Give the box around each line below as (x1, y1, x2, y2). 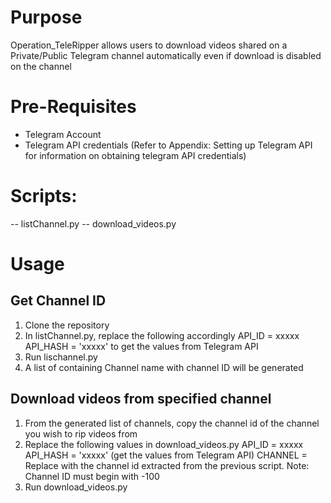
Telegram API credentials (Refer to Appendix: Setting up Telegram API (24, 139, 313, 151)
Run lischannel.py (24, 351, 98, 363)
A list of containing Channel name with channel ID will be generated (24, 361, 304, 373)
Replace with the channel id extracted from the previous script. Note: (24, 459, 310, 471)
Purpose (10, 6, 83, 29)
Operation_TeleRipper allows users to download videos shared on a (10, 39, 288, 51)
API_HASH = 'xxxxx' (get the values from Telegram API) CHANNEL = (24, 449, 308, 461)
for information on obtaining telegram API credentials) (24, 149, 247, 161)
